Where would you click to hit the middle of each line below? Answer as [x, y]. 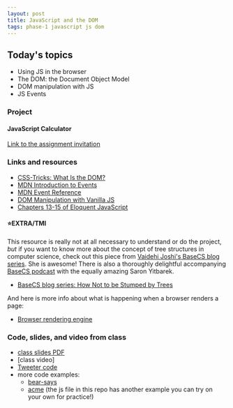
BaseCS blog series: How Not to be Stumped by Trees [95, 285]
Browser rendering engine [55, 319]
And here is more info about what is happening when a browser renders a [113, 298]
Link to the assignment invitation [54, 144]
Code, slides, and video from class [67, 337]
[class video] [36, 360]
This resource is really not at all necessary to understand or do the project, [114, 241]
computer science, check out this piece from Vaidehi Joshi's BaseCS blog [113, 256]
